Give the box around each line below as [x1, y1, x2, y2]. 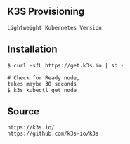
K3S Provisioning [7, 6, 85, 18]
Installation [7, 44, 58, 55]
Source [7, 105, 40, 118]
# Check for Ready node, [7, 74, 80, 81]
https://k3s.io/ [7, 124, 55, 131]
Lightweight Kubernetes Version [7, 24, 102, 31]
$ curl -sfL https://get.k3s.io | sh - [7, 62, 124, 69]
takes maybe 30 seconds [7, 80, 77, 87]
